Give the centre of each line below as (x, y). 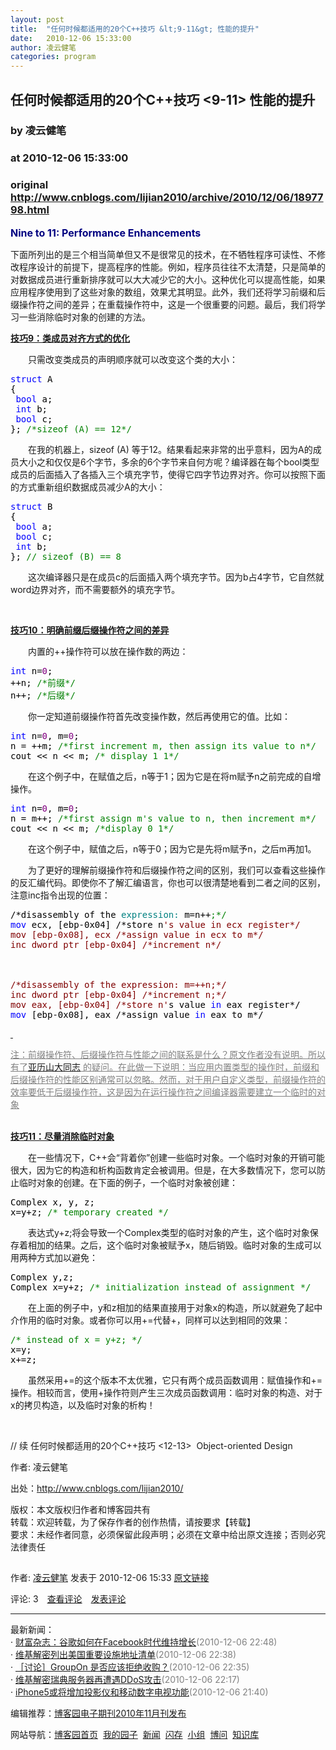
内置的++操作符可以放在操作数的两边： (108, 651)
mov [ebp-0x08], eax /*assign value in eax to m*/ (137, 1014)
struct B (31, 506)
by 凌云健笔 (38, 131)
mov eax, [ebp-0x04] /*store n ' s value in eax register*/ (155, 1004)
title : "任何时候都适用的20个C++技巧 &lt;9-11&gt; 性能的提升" (135, 29)
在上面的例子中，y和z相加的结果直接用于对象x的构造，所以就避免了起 (171, 1307)
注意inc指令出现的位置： (60, 895)
